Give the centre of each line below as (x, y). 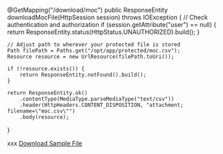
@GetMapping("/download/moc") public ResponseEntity (87, 10)
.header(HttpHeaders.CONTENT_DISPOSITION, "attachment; (102, 105)
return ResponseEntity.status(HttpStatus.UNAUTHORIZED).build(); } (104, 32)
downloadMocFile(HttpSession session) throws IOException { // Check (108, 17)
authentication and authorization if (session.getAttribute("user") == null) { (112, 25)
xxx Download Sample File (45, 143)
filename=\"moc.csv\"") (41, 111)
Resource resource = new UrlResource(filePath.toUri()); (91, 57)
